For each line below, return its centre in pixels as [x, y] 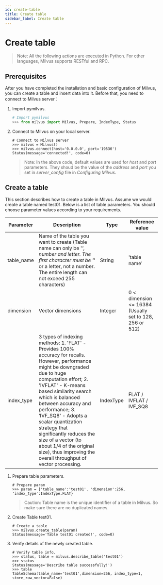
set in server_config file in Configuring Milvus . [70, 172]
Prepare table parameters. [38, 476]
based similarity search [65, 391]
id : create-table [23, 9]
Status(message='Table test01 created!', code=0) [63, 535]
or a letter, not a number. [67, 266]
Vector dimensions [60, 310]
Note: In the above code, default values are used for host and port [90, 162]
